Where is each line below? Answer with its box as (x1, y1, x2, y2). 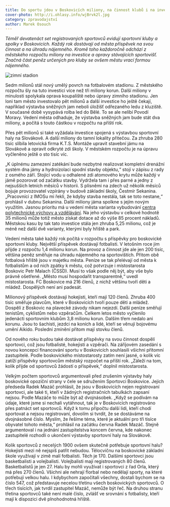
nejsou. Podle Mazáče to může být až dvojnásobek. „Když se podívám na (5, 394, 158, 401)
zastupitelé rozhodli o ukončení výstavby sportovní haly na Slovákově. (5, 432, 152, 438)
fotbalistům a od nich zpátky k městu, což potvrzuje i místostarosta (5, 262, 145, 269)
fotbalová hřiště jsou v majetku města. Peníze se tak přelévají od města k (5, 257, 157, 263)
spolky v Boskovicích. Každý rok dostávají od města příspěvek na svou (5, 41, 153, 47)
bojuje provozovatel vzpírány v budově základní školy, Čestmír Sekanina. (5, 188, 157, 194)
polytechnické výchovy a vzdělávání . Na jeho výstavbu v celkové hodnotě (5, 210, 159, 216)
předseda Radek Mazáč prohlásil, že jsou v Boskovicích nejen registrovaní (5, 384, 160, 390)
